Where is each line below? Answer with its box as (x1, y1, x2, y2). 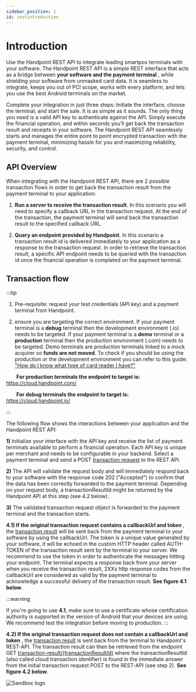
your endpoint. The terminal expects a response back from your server (6, 559, 177, 566)
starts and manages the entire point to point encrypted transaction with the (6, 133, 187, 140)
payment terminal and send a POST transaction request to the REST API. (6, 456, 181, 463)
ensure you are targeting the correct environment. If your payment (14, 318, 175, 325)
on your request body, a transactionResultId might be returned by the (6, 486, 173, 493)
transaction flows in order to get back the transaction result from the (6, 184, 171, 191)
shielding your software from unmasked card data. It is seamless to (6, 78, 169, 85)
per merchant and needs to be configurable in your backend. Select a (6, 450, 174, 457)
